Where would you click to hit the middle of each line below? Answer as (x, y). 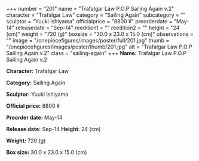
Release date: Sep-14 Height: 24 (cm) (53, 129)
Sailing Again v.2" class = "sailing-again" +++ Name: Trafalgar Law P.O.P (97, 53)
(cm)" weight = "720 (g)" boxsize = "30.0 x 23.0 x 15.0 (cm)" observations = (100, 34)
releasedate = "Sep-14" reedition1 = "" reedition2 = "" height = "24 (98, 28)
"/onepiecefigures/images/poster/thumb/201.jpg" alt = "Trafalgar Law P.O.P (99, 47)
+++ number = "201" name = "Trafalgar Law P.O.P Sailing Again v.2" (90, 9)
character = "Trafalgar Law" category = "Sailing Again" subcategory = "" (96, 15)
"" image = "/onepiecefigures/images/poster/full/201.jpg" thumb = (88, 40)
